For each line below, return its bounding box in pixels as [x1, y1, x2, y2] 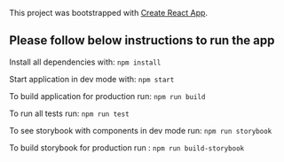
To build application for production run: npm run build [9, 90, 206, 101]
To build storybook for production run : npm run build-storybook [9, 142, 245, 153]
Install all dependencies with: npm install [9, 57, 162, 67]
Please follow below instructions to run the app [9, 33, 275, 48]
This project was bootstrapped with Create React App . [9, 8, 209, 18]
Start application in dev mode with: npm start [9, 73, 175, 84]
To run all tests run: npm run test [9, 108, 130, 119]
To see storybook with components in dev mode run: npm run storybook [9, 125, 272, 135]
